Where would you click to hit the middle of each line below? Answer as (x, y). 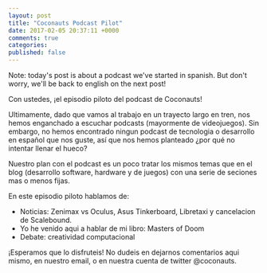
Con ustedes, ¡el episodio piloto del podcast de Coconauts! (105, 99)
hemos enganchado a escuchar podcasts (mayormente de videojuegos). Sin (134, 123)
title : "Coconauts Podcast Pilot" (66, 23)
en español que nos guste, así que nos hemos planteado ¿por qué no (122, 140)
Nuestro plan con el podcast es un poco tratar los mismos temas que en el (130, 164)
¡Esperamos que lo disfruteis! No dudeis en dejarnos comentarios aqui (124, 252)
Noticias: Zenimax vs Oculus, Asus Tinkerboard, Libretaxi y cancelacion (137, 211)
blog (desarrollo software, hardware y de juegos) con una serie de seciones (133, 172)
